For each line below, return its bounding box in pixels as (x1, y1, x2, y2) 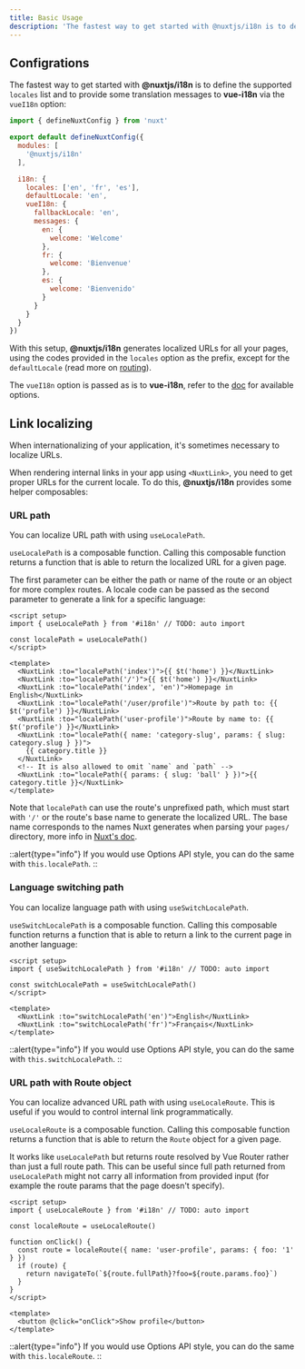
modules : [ (17, 142, 59, 151)
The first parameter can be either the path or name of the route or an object (9, 574, 292, 586)
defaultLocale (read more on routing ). (9, 362, 152, 373)
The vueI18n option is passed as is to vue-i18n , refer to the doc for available (9, 380, 294, 391)
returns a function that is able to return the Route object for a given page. (9, 1134, 281, 1145)
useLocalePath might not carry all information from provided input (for (9, 1171, 270, 1182)
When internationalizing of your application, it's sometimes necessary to (9, 440, 280, 451)
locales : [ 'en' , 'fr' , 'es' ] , (25, 183, 141, 192)
